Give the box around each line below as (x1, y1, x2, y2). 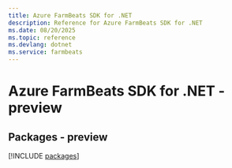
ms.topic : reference (8, 33, 77, 42)
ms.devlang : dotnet (8, 41, 73, 49)
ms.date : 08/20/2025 (8, 26, 77, 34)
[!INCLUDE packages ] (8, 151, 80, 160)
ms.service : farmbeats (8, 48, 83, 56)
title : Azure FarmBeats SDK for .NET (8, 11, 133, 20)
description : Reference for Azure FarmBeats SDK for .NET (8, 19, 203, 27)
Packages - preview (8, 130, 108, 144)
